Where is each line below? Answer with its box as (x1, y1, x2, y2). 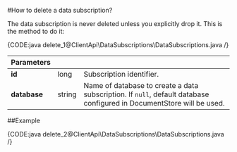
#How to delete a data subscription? (7, 6, 113, 14)
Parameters (11, 58, 51, 67)
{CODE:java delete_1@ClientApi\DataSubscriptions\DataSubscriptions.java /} (7, 41, 229, 49)
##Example (7, 116, 41, 125)
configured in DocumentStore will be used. (83, 99, 225, 108)
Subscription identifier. (83, 70, 159, 79)
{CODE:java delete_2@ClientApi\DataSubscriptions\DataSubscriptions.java (7, 130, 224, 138)
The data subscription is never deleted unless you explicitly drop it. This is (7, 20, 223, 27)
